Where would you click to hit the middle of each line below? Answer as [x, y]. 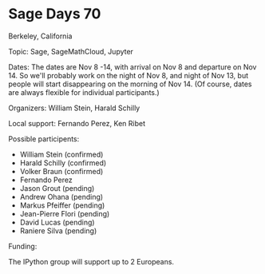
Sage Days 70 [55, 14]
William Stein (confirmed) [61, 154]
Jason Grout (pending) [57, 188]
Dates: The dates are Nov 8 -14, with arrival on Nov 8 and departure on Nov [132, 67]
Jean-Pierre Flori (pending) [65, 213]
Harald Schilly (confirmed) [63, 163]
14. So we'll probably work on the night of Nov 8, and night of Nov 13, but [129, 75]
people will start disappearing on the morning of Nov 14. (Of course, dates [130, 84]
